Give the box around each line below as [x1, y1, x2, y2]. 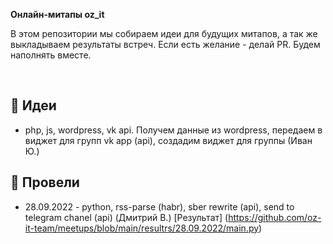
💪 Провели [10, 174, 80, 191]
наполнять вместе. [10, 49, 92, 61]
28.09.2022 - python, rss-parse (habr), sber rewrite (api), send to [24, 200, 295, 213]
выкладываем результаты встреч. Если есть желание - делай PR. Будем [10, 39, 321, 50]
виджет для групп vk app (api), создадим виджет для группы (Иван [24, 134, 313, 146]
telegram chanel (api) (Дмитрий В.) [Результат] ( [24, 211, 229, 223]
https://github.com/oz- [228, 211, 322, 223]
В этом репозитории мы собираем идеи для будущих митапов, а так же [10, 28, 318, 39]
